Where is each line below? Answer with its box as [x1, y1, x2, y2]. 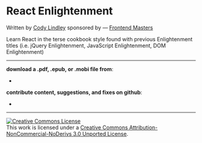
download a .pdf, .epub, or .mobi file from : [6, 65, 114, 72]
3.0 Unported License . [73, 130, 129, 137]
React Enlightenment [6, 4, 113, 18]
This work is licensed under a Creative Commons [6, 124, 128, 131]
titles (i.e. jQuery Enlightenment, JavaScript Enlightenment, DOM [6, 42, 167, 49]
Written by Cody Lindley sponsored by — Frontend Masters [6, 24, 153, 31]
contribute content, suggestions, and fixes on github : [6, 89, 142, 96]
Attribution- [129, 124, 158, 131]
